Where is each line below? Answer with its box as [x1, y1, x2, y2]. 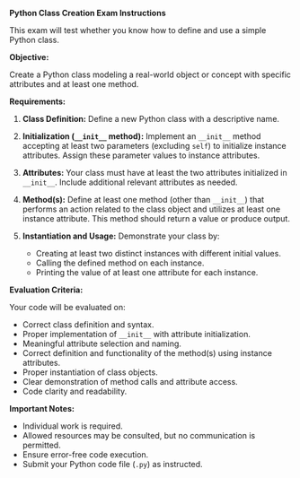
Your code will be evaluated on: [9, 302, 126, 312]
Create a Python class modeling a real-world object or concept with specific [9, 69, 292, 80]
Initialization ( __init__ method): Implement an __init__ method [22, 131, 261, 142]
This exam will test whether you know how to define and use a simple [9, 25, 267, 35]
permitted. [22, 439, 61, 450]
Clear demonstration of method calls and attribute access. [22, 377, 238, 387]
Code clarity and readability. [22, 386, 128, 396]
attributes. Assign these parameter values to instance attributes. [22, 150, 260, 161]
